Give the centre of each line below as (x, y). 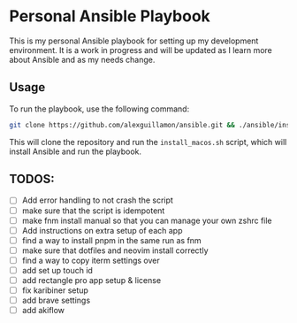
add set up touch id (57, 270)
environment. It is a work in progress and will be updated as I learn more (141, 50)
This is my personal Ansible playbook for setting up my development (134, 41)
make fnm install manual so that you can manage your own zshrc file (147, 220)
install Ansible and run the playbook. (76, 151)
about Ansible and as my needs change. (82, 59)
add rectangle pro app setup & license (91, 280)
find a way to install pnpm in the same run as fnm (111, 240)
